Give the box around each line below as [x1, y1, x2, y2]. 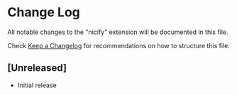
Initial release [17, 81, 57, 89]
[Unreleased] [7, 62, 67, 74]
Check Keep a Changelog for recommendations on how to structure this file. [7, 41, 231, 50]
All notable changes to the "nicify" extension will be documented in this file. [7, 28, 228, 36]
